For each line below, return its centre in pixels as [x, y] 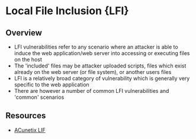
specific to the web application [52, 85]
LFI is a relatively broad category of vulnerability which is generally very [102, 78]
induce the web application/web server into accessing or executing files [102, 53]
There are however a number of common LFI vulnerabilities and [91, 91]
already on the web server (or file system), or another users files [93, 72]
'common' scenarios [39, 97]
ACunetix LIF [30, 130]
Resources [26, 116]
